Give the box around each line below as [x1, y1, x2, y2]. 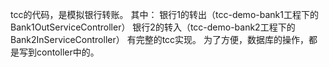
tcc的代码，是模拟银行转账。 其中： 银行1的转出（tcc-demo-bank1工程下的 [10, 9, 319, 20]
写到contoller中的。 [18, 46, 100, 58]
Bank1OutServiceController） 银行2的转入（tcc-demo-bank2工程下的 [10, 21, 296, 33]
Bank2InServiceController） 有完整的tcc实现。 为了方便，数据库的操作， [10, 34, 310, 45]
